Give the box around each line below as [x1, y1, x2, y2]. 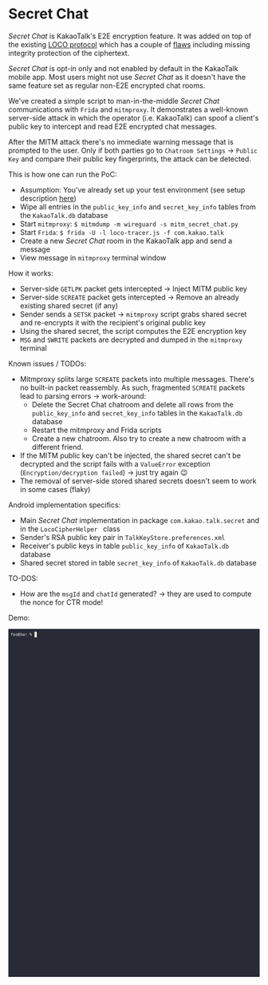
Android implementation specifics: [8, 500, 121, 510]
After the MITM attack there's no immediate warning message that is [8, 137, 234, 146]
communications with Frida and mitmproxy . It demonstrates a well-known [8, 105, 249, 114]
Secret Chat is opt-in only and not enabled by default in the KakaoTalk [8, 63, 238, 73]
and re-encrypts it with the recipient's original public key [19, 317, 206, 328]
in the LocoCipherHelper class [19, 524, 121, 534]
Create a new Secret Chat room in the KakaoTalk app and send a [19, 236, 233, 245]
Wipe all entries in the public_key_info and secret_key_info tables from [19, 201, 257, 212]
